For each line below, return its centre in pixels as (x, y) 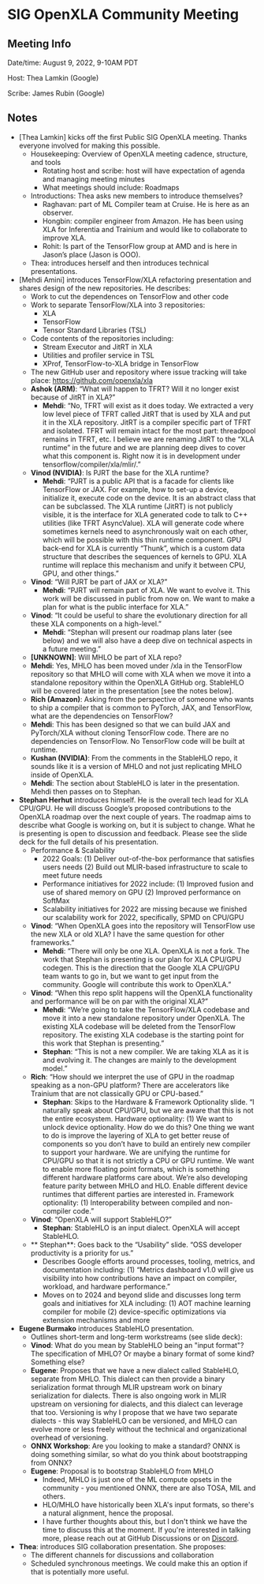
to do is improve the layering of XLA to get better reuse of (136, 1135)
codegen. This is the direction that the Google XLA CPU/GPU (141, 967)
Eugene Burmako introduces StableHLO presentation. (106, 1328)
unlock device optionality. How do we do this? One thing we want (148, 1127)
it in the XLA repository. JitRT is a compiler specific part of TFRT (147, 422)
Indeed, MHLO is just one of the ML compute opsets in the (137, 1479)
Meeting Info (39, 44)
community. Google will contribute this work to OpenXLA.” (137, 984)
